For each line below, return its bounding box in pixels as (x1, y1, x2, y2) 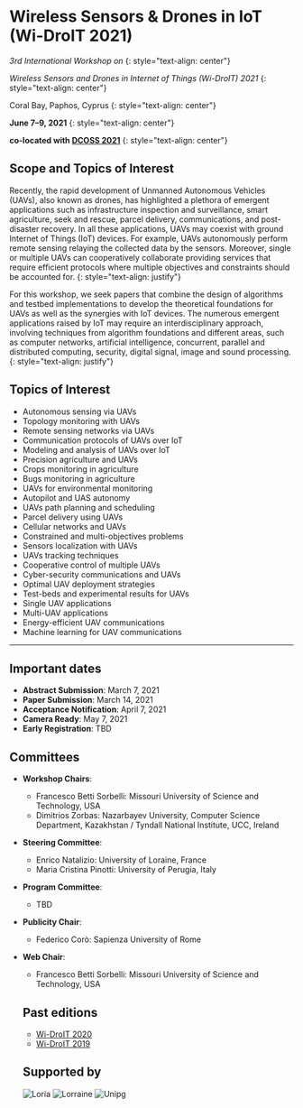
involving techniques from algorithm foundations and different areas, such (9, 327, 285, 337)
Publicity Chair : (22, 917, 82, 928)
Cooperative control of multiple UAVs (22, 559, 161, 570)
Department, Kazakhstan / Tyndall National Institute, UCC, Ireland (35, 819, 280, 831)
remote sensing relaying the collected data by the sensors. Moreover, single (9, 242, 291, 254)
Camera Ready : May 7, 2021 (22, 714, 128, 725)
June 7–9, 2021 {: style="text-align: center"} (9, 117, 175, 128)
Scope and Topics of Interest (9, 161, 174, 177)
